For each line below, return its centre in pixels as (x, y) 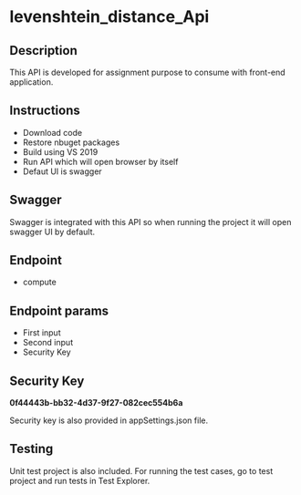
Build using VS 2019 (60, 151)
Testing (31, 449)
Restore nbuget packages (71, 142)
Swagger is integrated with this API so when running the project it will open (150, 222)
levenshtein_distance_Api (109, 17)
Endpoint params (59, 310)
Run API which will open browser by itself (100, 161)
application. (31, 82)
